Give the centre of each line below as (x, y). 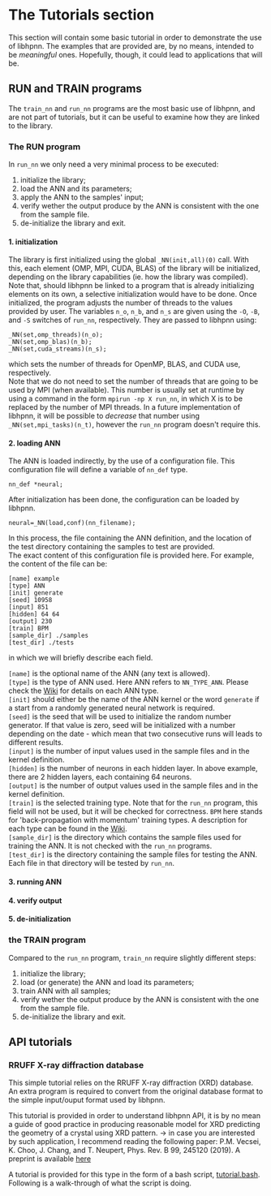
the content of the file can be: (58, 564)
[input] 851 (28, 607)
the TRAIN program (47, 940)
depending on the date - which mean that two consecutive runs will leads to (135, 734)
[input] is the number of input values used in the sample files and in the (129, 751)
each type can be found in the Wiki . (68, 828)
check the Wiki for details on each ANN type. (84, 690)
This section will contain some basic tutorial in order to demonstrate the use (135, 37)
